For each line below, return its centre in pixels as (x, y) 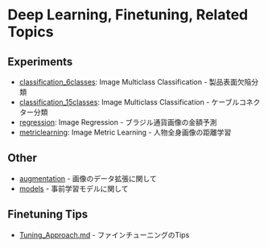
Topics (31, 32)
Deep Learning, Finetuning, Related (128, 15)
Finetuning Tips (48, 215)
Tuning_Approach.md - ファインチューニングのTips (104, 234)
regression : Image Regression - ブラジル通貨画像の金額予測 (118, 122)
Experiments (40, 62)
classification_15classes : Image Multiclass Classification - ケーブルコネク (140, 102)
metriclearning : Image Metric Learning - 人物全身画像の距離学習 (125, 132)
